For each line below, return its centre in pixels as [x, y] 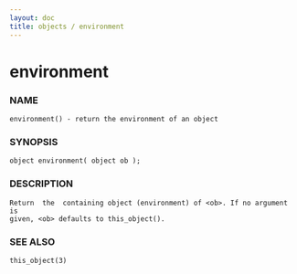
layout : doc [32, 18]
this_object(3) [38, 260]
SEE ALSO [32, 241]
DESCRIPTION [42, 184]
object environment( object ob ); [75, 161]
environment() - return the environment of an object [114, 119]
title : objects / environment [67, 26]
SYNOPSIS [34, 142]
